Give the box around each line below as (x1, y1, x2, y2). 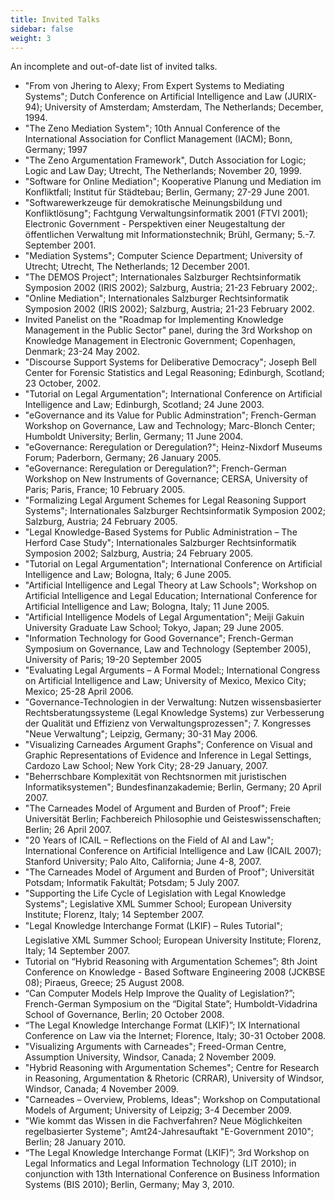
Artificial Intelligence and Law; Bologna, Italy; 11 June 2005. (24, 601, 270, 613)
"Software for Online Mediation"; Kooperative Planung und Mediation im (24, 176, 322, 188)
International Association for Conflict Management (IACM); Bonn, (24, 133, 293, 145)
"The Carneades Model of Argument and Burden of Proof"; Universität (24, 866, 315, 878)
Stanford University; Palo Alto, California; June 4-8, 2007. (24, 856, 262, 868)
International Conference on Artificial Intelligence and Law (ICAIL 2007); (24, 845, 322, 857)
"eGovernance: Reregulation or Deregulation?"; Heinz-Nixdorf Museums (24, 441, 323, 453)
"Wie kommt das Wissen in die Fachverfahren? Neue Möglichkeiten (24, 1115, 303, 1127)
